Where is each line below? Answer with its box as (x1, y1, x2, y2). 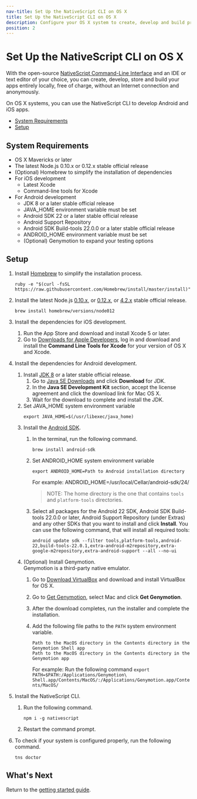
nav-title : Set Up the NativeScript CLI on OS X (6, 8, 127, 15)
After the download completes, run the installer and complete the (32, 605, 189, 612)
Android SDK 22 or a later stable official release (23, 213, 138, 219)
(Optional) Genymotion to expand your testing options (23, 237, 154, 244)
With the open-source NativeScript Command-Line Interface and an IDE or (6, 70, 186, 77)
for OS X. (32, 582, 55, 589)
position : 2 (6, 25, 35, 31)
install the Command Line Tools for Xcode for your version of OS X (23, 342, 186, 349)
